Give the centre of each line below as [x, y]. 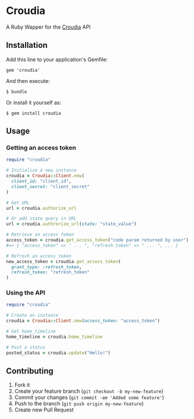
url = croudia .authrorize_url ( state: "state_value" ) [71, 224]
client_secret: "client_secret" [51, 186]
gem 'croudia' [23, 70]
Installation [27, 45]
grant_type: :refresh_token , [47, 267]
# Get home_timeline [31, 331]
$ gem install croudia [33, 113]
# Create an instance [32, 316]
